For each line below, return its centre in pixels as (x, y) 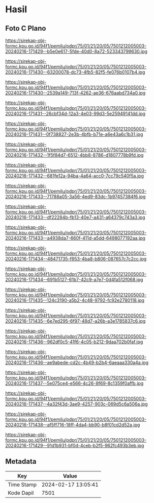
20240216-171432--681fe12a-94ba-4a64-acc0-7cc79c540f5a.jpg (74, 176)
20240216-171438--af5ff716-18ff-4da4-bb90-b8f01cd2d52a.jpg (73, 425)
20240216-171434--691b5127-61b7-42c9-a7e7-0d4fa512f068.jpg (74, 280)
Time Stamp (22, 485)
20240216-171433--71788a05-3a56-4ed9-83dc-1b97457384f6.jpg (75, 197)
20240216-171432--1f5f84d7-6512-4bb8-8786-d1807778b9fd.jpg (74, 155)
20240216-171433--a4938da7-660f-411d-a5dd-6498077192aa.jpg (75, 238)
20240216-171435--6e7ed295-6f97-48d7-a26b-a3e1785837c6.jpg (75, 321)
